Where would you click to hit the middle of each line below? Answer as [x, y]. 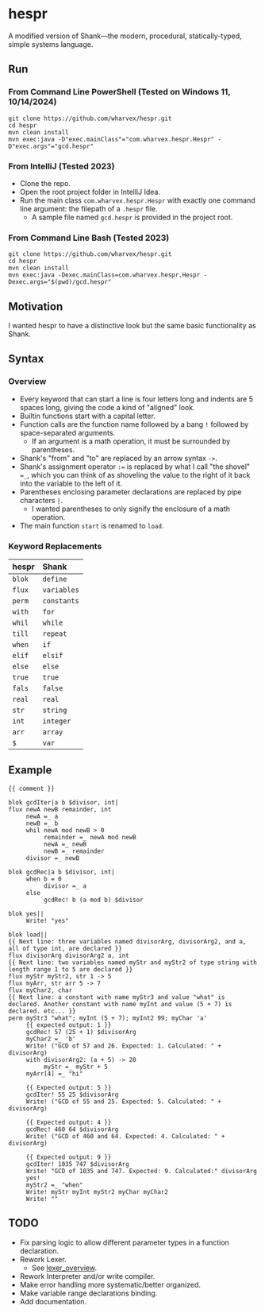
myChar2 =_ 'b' [51, 1039]
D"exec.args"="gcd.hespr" [51, 146]
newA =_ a [42, 816]
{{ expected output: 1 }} [69, 1025]
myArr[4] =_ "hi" [54, 1074]
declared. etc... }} [42, 1011]
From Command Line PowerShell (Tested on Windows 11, [119, 92]
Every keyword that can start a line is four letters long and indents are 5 [136, 399]
